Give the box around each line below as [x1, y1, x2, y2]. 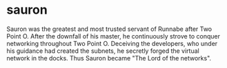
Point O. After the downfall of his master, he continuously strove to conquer [6, 32, 221, 40]
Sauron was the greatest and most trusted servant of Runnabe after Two [6, 25, 213, 33]
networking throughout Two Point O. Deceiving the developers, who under [6, 39, 218, 47]
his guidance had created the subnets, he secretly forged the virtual [6, 47, 199, 55]
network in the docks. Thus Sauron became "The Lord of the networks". [6, 54, 212, 62]
